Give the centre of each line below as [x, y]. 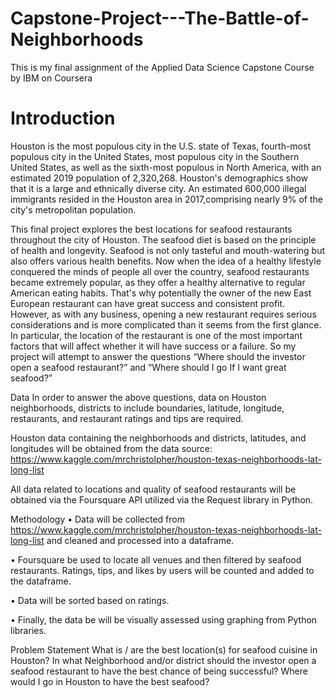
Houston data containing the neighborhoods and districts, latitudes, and [158, 438]
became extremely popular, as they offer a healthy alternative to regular [158, 282]
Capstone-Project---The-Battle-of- [160, 18]
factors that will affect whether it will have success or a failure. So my [153, 346]
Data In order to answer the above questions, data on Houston [138, 397]
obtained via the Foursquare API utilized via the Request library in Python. [162, 499]
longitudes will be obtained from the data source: [111, 448]
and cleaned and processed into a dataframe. [140, 540]
